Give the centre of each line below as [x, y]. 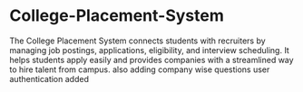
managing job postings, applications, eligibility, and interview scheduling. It [150, 50]
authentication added [49, 78]
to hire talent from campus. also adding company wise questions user [140, 69]
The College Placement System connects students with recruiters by [137, 41]
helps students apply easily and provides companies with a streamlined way [151, 60]
